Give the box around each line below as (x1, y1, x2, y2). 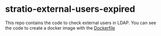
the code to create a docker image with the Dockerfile (5, 25, 115, 31)
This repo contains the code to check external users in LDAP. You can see (5, 20, 157, 26)
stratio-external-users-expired (5, 3, 135, 15)
